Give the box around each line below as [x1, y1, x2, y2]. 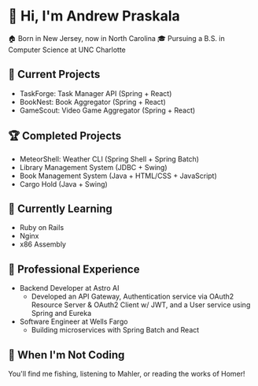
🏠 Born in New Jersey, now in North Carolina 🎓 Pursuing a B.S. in [8, 33, 226, 43]
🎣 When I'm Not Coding [8, 348, 125, 362]
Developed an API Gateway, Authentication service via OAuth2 [31, 291, 234, 302]
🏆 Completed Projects [8, 129, 122, 143]
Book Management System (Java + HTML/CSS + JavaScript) [19, 171, 218, 180]
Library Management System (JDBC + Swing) [19, 162, 168, 172]
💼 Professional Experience [8, 262, 140, 276]
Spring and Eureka [31, 309, 92, 318]
